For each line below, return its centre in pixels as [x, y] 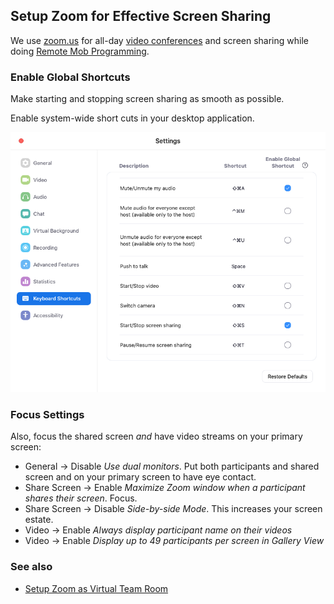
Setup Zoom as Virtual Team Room [96, 588]
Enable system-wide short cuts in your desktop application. [132, 118]
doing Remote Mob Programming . [80, 51]
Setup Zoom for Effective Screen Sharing [141, 16]
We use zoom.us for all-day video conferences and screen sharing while [159, 40]
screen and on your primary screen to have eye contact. [140, 477]
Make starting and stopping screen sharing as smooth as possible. [147, 99]
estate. [39, 520]
